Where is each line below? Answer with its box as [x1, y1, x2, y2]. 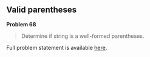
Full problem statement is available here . [6, 44, 107, 51]
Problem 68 [6, 20, 36, 28]
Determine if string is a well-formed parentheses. [21, 32, 145, 40]
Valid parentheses [6, 5, 77, 15]
